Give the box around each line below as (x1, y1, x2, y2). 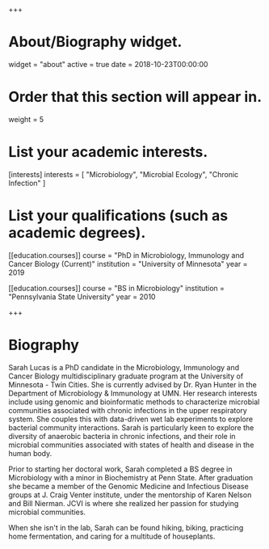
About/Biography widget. (8, 33, 183, 51)
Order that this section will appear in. (8, 88, 263, 106)
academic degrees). (8, 224, 146, 242)
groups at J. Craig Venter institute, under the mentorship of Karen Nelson (8, 490, 252, 500)
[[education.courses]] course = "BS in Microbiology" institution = (8, 283, 225, 293)
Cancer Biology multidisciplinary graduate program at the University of (8, 371, 244, 381)
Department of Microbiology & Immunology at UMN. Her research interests (8, 388, 258, 398)
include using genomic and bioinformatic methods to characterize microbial (8, 397, 260, 407)
